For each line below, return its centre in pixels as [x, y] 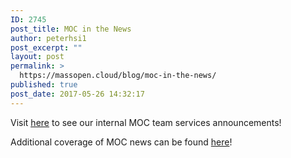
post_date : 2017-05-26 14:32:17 [77, 94]
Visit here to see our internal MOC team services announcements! [146, 122]
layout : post [37, 57]
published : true [44, 85]
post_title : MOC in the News [71, 29]
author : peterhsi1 [48, 38]
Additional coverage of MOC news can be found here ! [121, 142]
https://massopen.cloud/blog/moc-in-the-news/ [118, 76]
